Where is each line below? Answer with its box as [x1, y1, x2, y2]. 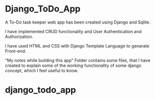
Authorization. [5, 34, 33, 39]
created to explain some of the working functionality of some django [5, 62, 141, 68]
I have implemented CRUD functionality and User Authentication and [5, 28, 142, 34]
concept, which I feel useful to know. [5, 67, 78, 73]
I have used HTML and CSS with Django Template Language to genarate [5, 43, 150, 49]
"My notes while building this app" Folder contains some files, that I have [5, 57, 151, 63]
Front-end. [5, 48, 27, 54]
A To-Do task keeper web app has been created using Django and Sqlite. [5, 19, 151, 25]
